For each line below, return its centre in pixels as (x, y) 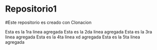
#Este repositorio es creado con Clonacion (48, 22)
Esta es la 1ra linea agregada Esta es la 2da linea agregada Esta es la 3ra (79, 32)
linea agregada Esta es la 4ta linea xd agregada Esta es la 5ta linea (73, 37)
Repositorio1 (31, 9)
